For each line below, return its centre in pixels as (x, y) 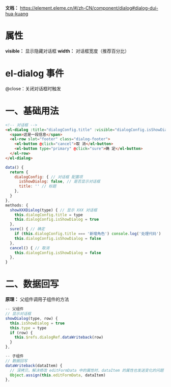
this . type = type (28, 328)
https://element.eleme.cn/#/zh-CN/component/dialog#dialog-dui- (89, 8)
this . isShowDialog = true (37, 323)
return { (19, 172)
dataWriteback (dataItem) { (34, 366)
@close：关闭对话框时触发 (33, 88)
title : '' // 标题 (37, 186)
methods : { (17, 205)
